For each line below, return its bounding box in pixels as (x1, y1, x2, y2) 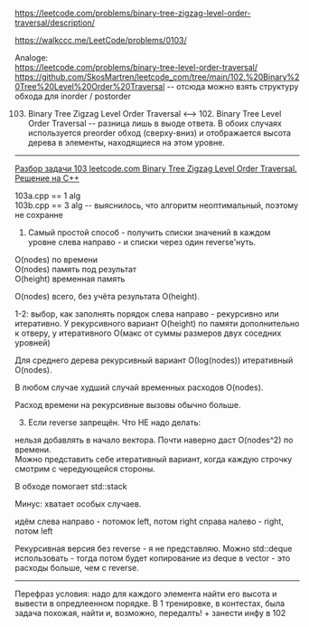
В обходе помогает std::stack (14, 481, 127, 491)
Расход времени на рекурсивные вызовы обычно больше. (14, 400, 242, 410)
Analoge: (14, 52, 49, 62)
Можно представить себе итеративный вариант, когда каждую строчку (14, 454, 293, 464)
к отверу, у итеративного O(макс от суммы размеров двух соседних (14, 328, 282, 338)
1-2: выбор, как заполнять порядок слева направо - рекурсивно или (14, 309, 279, 319)
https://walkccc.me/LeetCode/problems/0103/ (14, 35, 188, 45)
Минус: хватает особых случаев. (14, 499, 142, 509)
